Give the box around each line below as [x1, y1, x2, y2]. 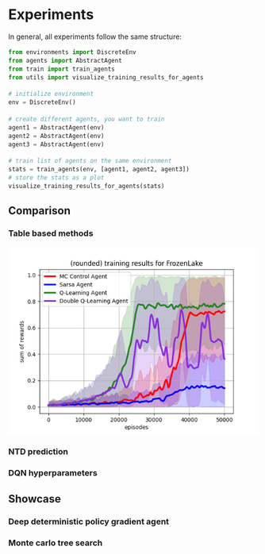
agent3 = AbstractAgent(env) [8, 140, 105, 148]
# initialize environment [8, 90, 94, 98]
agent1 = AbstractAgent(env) [8, 123, 105, 132]
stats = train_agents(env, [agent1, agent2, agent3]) [8, 165, 190, 174]
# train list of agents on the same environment [8, 157, 172, 165]
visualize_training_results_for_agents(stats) [8, 182, 165, 190]
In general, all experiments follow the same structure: [8, 32, 182, 41]
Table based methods [8, 228, 94, 239]
